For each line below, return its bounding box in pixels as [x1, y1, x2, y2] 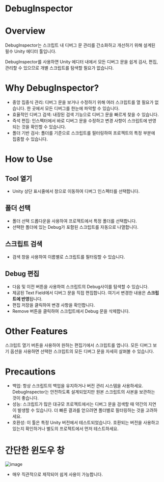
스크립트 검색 [5, 240, 43, 248]
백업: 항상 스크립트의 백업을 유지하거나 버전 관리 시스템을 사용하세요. [12, 383, 143, 389]
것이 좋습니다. [12, 395, 39, 401]
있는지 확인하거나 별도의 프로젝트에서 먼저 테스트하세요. [12, 426, 119, 432]
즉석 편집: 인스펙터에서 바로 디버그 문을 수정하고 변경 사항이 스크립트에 [12, 118, 147, 124]
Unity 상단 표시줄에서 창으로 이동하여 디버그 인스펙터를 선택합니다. [12, 188, 140, 194]
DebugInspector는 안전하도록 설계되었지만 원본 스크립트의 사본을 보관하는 [12, 389, 156, 395]
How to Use [5, 154, 53, 165]
